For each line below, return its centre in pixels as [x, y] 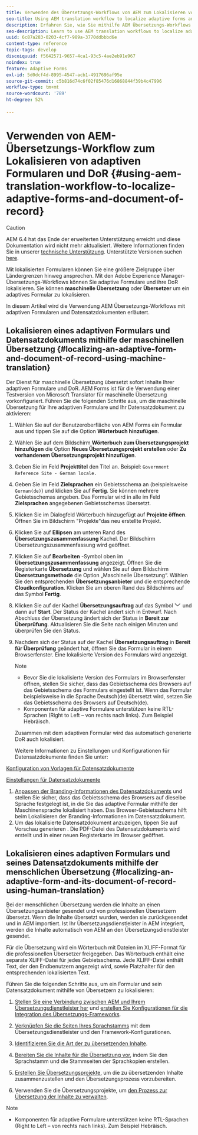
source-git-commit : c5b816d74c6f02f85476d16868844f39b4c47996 [84, 81]
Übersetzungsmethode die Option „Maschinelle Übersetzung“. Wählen [101, 575]
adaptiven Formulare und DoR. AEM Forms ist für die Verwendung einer [93, 388]
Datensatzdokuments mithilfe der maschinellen [95, 340]
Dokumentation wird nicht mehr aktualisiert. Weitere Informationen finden [95, 245]
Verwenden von [46, 136]
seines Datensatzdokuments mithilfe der [82, 863]
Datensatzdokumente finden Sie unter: [61, 757]
